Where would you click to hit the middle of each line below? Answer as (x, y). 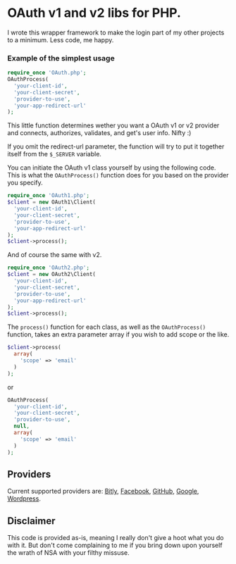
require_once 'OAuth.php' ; (47, 73)
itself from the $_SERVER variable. (55, 154)
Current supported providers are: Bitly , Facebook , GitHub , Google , (103, 491)
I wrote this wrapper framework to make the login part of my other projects (116, 32)
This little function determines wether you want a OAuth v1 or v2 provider (113, 125)
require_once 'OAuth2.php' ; (49, 268)
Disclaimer (31, 521)
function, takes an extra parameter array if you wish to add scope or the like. (118, 334)
